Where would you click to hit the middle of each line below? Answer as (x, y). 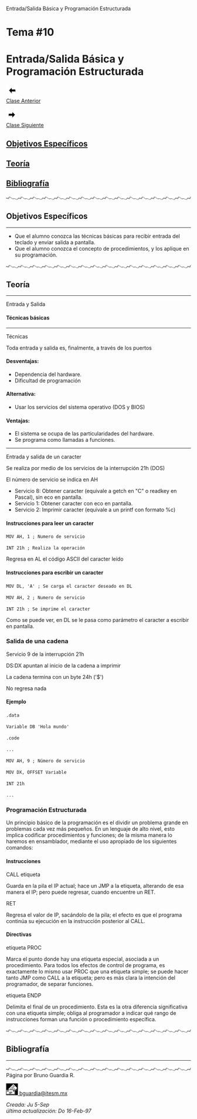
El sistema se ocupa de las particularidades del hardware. (84, 434)
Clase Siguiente (25, 125)
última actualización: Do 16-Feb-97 (49, 1111)
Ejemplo (16, 702)
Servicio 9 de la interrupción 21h (45, 654)
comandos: (20, 848)
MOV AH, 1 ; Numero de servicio (45, 537)
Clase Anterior (23, 101)
